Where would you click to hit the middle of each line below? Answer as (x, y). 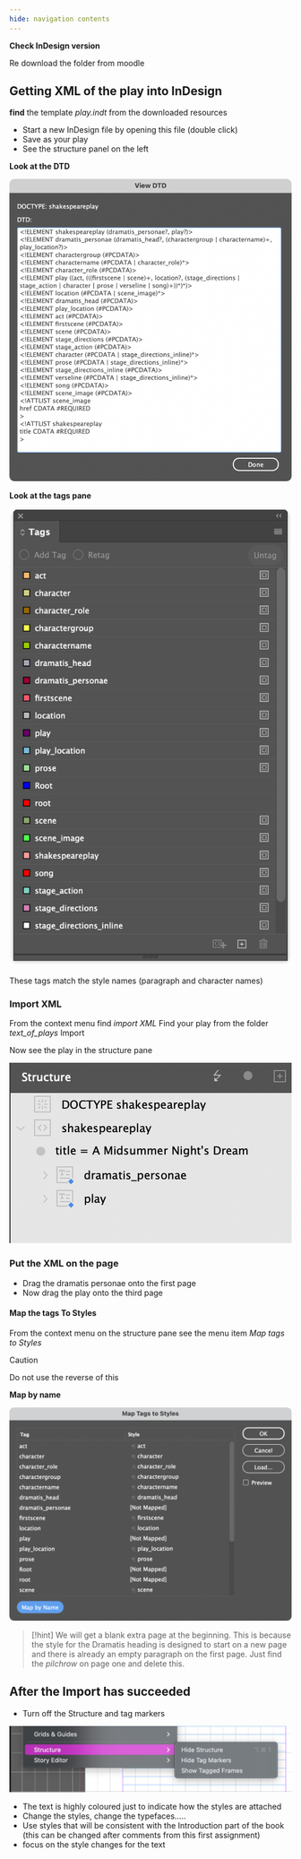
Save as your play (55, 140)
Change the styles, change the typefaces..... (104, 1816)
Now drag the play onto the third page (93, 1293)
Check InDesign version (55, 46)
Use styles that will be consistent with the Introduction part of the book (153, 1825)
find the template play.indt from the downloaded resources (118, 113)
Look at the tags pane (51, 496)
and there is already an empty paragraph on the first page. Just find (156, 1654)
